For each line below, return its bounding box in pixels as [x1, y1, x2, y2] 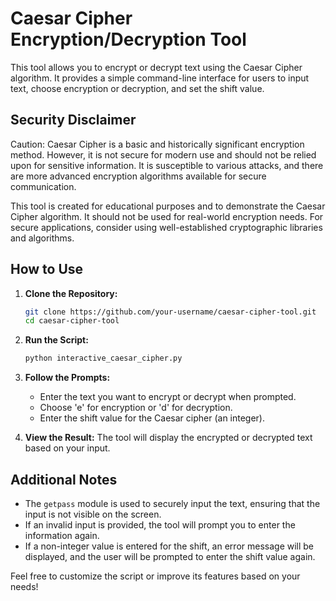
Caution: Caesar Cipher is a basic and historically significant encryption [10, 138, 305, 150]
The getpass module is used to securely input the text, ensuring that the [24, 498, 321, 509]
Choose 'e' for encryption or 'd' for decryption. [39, 402, 233, 414]
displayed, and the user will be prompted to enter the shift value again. [24, 551, 316, 562]
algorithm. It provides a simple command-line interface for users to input [10, 72, 310, 84]
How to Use [10, 261, 84, 278]
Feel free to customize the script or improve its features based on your [10, 570, 301, 582]
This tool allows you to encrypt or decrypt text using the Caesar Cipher [10, 61, 303, 73]
